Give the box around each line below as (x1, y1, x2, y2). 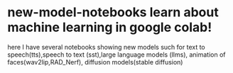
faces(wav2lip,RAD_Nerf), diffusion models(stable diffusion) (7, 57, 183, 66)
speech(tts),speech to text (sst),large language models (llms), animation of (7, 50, 226, 59)
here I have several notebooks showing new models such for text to (7, 43, 205, 51)
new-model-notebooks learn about (7, 4, 219, 21)
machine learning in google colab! (7, 19, 212, 35)
